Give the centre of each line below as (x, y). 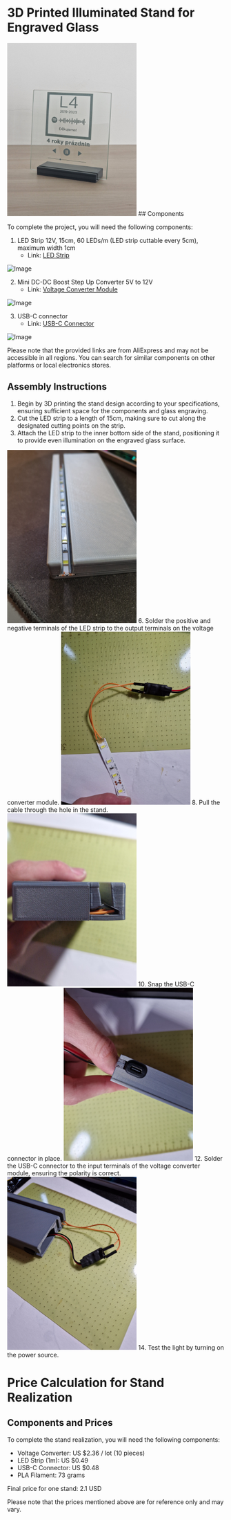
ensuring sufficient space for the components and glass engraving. (112, 410)
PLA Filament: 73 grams (51, 1475)
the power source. (33, 1355)
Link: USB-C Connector (61, 323)
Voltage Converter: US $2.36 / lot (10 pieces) (81, 1453)
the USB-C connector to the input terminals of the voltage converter (104, 1166)
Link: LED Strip (49, 255)
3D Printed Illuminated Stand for (101, 13)
